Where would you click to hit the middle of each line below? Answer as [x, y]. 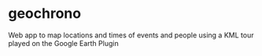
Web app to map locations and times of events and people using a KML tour [131, 35]
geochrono [44, 14]
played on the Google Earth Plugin [64, 43]
